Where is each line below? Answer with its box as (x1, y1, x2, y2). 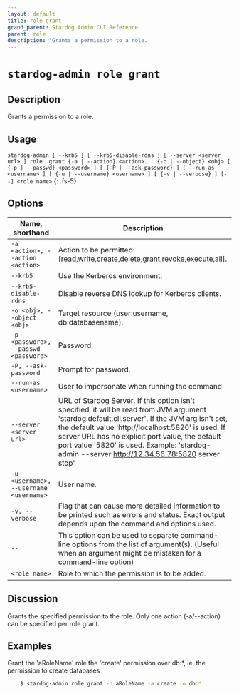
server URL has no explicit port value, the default (58, 431, 221, 441)
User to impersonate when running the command (58, 381, 223, 391)
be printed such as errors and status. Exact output (58, 509, 225, 519)
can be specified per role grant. (7, 619, 100, 628)
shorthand (13, 228, 50, 238)
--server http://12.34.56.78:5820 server (80, 449, 221, 459)
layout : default (7, 10, 55, 18)
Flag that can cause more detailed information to (58, 501, 221, 511)
